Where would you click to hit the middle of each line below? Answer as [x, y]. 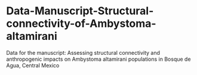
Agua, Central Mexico [33, 65]
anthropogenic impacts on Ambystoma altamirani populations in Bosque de [98, 59]
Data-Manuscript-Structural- [80, 11]
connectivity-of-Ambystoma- [81, 24]
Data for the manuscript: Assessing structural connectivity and [83, 52]
